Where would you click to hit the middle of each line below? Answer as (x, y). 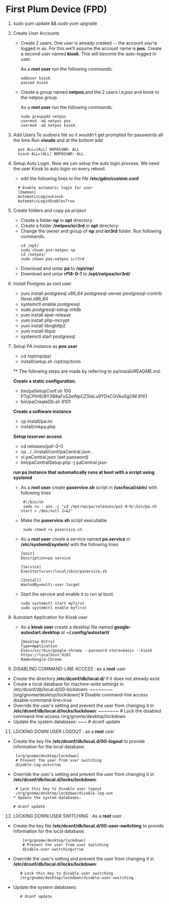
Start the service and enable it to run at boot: (67, 594)
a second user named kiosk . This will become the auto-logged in (88, 54)
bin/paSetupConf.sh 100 (46, 390)
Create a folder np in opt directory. (57, 220)
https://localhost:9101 (46, 655)
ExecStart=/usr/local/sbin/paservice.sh (64, 571)
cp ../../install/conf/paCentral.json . (57, 451)
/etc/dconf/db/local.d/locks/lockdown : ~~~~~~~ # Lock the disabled (87, 711)
